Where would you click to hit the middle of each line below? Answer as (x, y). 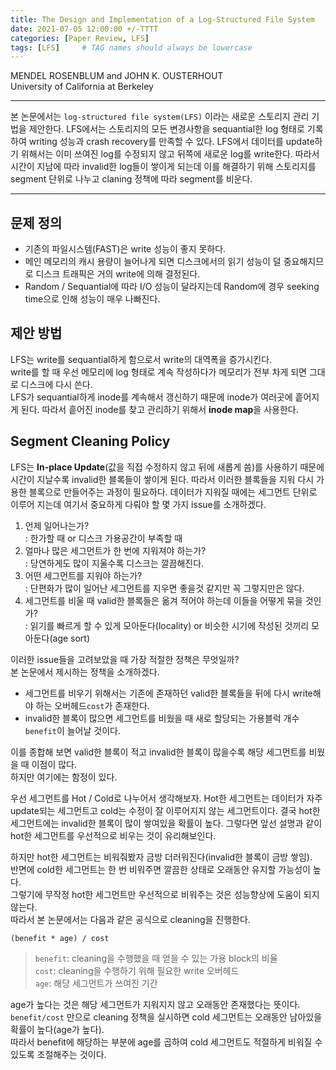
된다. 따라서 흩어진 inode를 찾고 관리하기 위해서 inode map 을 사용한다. (159, 409)
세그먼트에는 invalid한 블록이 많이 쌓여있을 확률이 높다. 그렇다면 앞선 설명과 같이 (166, 823)
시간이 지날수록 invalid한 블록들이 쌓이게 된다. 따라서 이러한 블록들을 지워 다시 (162, 479)
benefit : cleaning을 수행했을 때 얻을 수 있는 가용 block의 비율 (156, 958)
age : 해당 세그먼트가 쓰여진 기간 (96, 983)
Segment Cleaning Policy (90, 441)
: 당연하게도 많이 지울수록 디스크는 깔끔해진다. (114, 563)
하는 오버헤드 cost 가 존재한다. (92, 705)
